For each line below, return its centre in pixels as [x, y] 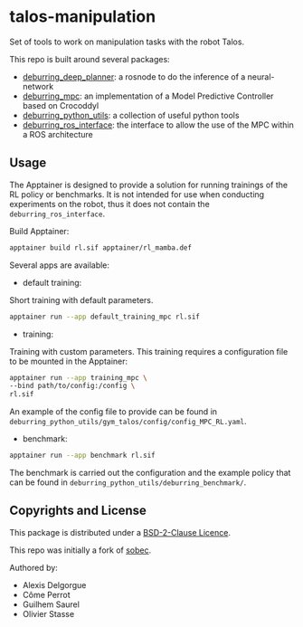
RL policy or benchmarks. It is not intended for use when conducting [137, 194]
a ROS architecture [57, 134]
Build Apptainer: [39, 231]
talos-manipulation [83, 17]
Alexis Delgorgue [54, 584]
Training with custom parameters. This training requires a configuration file [149, 351]
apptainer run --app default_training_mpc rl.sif [105, 317]
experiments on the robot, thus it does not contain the [109, 204]
